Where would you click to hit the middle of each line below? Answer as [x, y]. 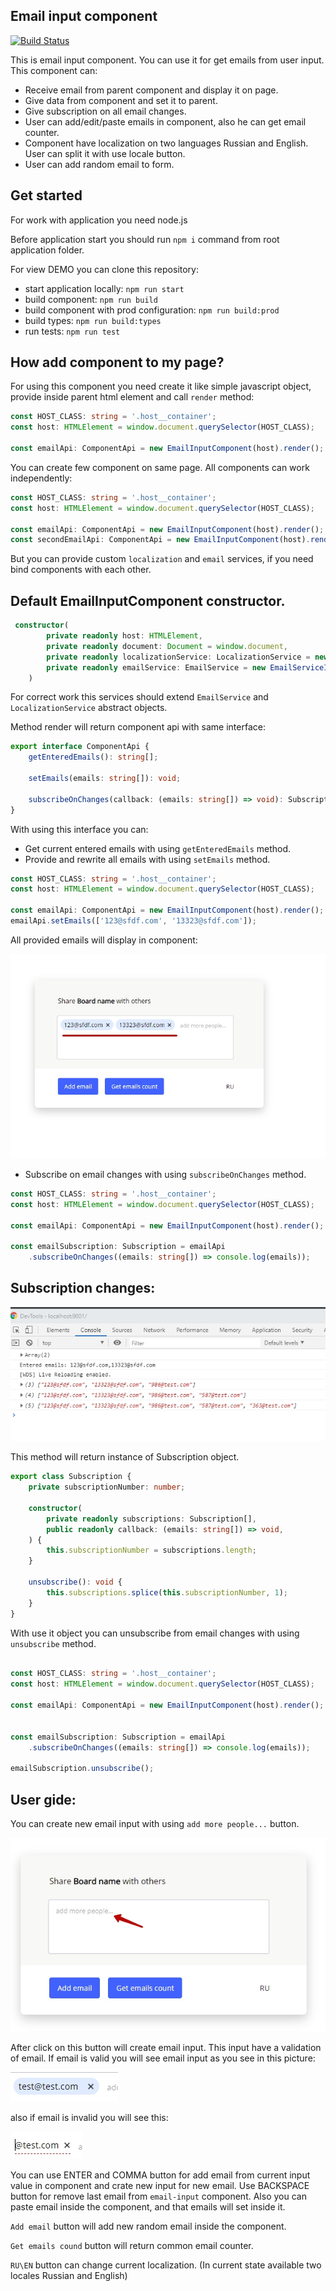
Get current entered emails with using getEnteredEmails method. [158, 848]
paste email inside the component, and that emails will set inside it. [148, 2207]
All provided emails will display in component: [104, 940]
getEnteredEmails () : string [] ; [93, 757]
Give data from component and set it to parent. [121, 100]
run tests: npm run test [72, 331]
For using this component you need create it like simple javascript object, [161, 386]
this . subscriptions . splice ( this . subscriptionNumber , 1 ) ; [167, 1592]
